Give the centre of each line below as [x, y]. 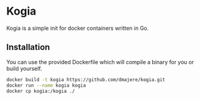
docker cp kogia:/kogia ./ [41, 91]
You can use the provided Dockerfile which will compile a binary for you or [100, 62]
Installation [28, 47]
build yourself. [24, 68]
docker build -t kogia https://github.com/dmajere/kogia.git [86, 80]
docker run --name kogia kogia [46, 85]
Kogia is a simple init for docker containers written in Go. [78, 28]
